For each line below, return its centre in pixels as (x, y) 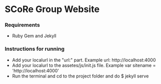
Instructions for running (35, 49)
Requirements (22, 25)
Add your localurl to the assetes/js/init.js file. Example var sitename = (84, 65)
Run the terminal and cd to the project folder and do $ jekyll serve (80, 76)
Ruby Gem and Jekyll (34, 36)
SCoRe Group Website (52, 9)
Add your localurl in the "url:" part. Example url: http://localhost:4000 (84, 60)
